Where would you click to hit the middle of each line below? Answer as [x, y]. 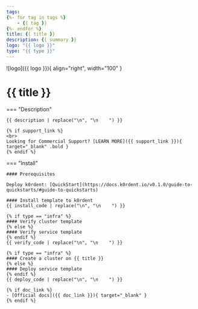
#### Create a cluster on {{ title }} [55, 258]
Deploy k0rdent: [27, 184]
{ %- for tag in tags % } [36, 17]
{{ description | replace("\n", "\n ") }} [64, 120]
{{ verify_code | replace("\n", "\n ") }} [64, 242]
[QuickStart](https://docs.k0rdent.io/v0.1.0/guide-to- [121, 184]
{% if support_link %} [35, 131]
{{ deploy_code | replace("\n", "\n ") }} [64, 279]
